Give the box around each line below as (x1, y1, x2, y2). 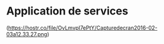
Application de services (6, 4, 128, 18)
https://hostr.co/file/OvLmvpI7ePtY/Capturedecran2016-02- (8, 24, 158, 31)
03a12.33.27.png (6, 30, 47, 37)
